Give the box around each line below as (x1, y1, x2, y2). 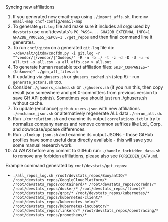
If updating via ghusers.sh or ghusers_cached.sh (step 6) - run (12, 74, 140, 79)
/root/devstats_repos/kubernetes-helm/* (12, 199, 98, 204)
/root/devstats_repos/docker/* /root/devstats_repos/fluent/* (12, 186, 145, 191)
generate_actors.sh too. (12, 79, 63, 85)
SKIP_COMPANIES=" (113, 65, 150, 70)
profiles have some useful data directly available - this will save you (12, 137, 152, 143)
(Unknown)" (12, 69, 36, 74)
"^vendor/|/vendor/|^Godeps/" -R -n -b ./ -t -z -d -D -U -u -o (12, 55, 150, 60)
